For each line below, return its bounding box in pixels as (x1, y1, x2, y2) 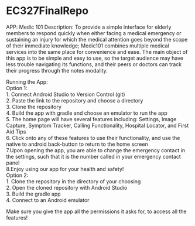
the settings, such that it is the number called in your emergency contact (6, 153, 182, 160)
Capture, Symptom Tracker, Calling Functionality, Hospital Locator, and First (6, 122, 189, 129)
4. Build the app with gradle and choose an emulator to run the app (6, 109, 168, 117)
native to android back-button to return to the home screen (6, 141, 148, 148)
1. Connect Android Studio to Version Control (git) (6, 91, 125, 98)
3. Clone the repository (6, 103, 61, 110)
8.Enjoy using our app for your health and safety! (6, 165, 124, 172)
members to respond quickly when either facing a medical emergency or (6, 29, 182, 36)
